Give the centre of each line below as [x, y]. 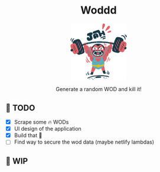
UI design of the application [48, 129]
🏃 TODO [20, 108]
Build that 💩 [28, 135]
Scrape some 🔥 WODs [41, 122]
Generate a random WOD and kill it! [99, 89]
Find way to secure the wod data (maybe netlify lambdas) [84, 142]
